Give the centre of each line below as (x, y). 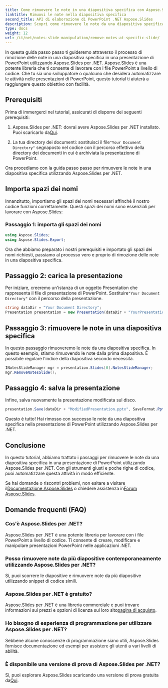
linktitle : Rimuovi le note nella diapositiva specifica (66, 15)
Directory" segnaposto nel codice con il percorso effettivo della (78, 147)
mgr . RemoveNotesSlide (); (31, 372)
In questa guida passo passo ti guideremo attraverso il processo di (74, 52)
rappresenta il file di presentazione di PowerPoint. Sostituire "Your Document (82, 293)
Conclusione (25, 445)
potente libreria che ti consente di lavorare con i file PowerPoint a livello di (81, 68)
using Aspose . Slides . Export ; (35, 240)
